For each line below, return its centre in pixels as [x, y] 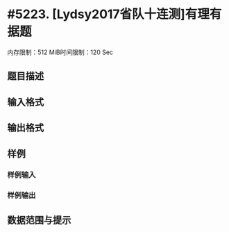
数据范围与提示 [39, 220]
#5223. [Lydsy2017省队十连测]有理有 [114, 14]
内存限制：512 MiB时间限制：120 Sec [60, 52]
